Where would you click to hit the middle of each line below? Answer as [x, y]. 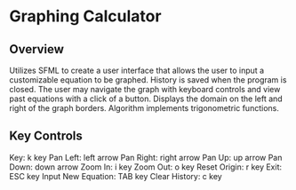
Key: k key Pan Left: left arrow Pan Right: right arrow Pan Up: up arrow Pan [146, 157]
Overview [37, 49]
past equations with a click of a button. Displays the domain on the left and [146, 99]
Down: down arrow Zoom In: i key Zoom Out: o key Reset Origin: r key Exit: [146, 167]
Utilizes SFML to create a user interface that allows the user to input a [137, 70]
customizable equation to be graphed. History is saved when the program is [148, 80]
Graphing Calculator [85, 16]
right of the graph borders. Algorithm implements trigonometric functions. [144, 108]
